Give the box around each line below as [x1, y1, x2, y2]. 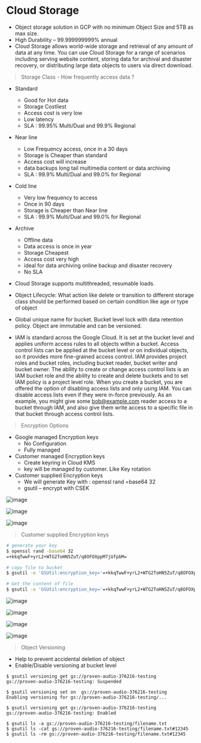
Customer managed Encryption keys [14, 452, 105, 459]
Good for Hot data [23, 97, 69, 104]
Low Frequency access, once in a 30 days [23, 145, 128, 152]
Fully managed [23, 446, 60, 453]
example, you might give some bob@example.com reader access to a [14, 397, 187, 405]
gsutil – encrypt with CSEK [23, 484, 90, 492]
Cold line [14, 182, 37, 189]
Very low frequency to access [23, 194, 98, 201]
